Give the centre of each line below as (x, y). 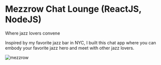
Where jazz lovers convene (33, 33)
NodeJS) (23, 19)
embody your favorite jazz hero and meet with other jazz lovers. (70, 48)
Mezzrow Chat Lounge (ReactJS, (73, 9)
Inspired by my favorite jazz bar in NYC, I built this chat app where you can (80, 42)
